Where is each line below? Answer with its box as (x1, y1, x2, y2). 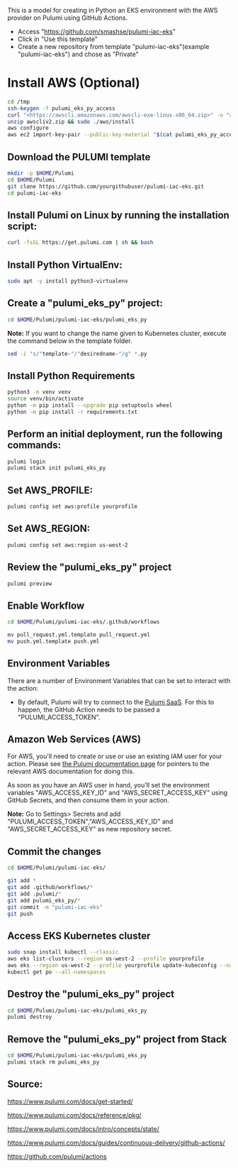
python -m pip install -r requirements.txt (7, 408, 138, 415)
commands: (7, 440, 62, 452)
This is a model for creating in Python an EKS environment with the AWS (7, 6, 218, 14)
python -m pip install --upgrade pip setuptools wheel (7, 402, 173, 409)
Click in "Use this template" (17, 35, 98, 43)
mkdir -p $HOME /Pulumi (7, 170, 74, 177)
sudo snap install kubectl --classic (7, 949, 119, 956)
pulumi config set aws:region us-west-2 (7, 541, 129, 549)
